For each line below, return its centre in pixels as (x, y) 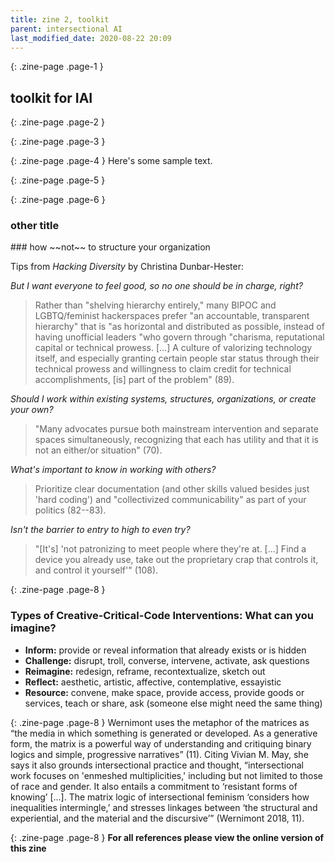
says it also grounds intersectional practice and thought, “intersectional (157, 765)
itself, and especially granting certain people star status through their (177, 358)
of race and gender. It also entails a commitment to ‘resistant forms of (154, 786)
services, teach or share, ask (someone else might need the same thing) (173, 703)
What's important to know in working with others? (113, 470)
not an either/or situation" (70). (98, 450)
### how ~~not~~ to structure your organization (110, 247)
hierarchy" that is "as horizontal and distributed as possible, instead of (179, 327)
